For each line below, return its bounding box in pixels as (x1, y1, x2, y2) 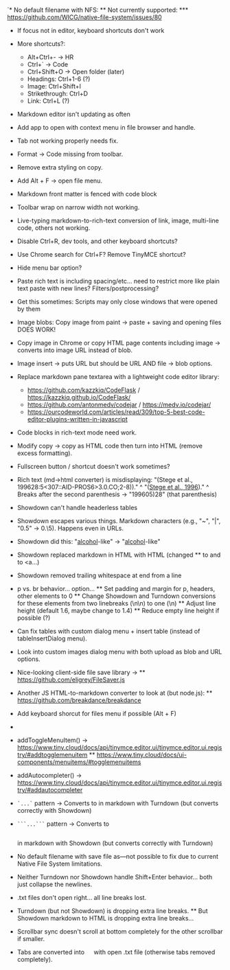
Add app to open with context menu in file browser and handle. (16, 124, 196, 131)
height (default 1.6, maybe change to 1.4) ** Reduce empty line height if (16, 607, 220, 614)
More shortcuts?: (16, 40, 66, 47)
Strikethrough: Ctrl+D (27, 89, 88, 97)
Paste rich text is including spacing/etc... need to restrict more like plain (16, 277, 220, 285)
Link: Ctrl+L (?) (27, 97, 70, 105)
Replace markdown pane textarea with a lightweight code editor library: (16, 373, 220, 380)
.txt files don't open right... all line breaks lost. (16, 894, 147, 901)
